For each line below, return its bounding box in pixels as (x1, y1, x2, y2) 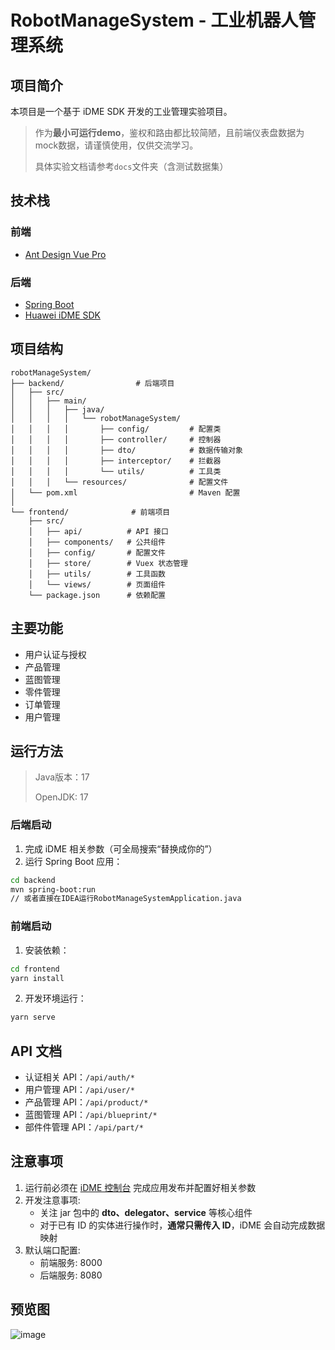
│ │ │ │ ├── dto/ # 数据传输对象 (10, 445, 244, 455)
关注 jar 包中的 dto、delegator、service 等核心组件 (39, 1206, 253, 1218)
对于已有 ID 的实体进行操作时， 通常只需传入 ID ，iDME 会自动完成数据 (39, 1219, 326, 1231)
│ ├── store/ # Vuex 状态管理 (28, 558, 188, 568)
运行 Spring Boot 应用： (24, 855, 123, 867)
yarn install (10, 973, 65, 983)
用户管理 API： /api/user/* (24, 1084, 135, 1096)
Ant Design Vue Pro (24, 248, 107, 260)
